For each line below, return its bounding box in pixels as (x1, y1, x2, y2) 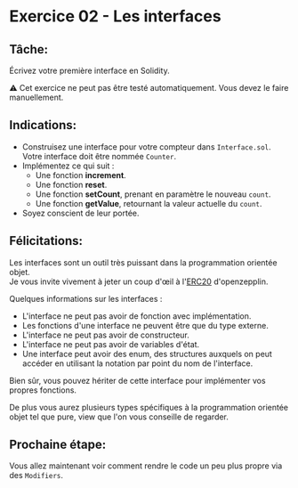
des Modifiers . (9, 470, 64, 481)
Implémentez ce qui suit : (21, 160, 115, 171)
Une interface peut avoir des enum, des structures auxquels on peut (21, 348, 273, 359)
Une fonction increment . (35, 169, 126, 180)
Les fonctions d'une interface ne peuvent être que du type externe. (21, 320, 269, 330)
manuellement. (9, 92, 64, 102)
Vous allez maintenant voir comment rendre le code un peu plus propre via (9, 460, 283, 471)
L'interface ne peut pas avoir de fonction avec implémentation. (21, 310, 252, 321)
